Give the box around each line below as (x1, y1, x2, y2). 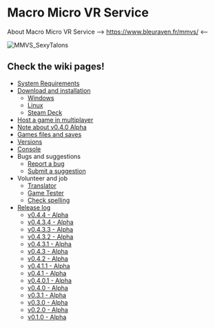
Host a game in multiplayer (17, 116, 94, 124)
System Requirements (17, 79, 80, 87)
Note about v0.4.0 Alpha (17, 122, 88, 131)
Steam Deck (27, 108, 63, 116)
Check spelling (27, 196, 70, 204)
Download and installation (17, 86, 91, 94)
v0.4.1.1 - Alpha (27, 261, 70, 270)
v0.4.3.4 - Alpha (27, 218, 74, 226)
